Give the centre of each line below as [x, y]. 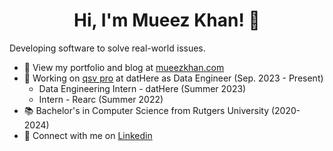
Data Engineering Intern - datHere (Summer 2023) [142, 88]
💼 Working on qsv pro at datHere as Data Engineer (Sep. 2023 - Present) [173, 78]
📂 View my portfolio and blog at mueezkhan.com [124, 67]
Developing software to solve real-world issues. [107, 48]
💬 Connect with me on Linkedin [88, 135]
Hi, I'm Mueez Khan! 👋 [167, 20]
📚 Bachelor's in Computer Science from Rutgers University [146, 110]
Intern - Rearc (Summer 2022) [101, 99]
